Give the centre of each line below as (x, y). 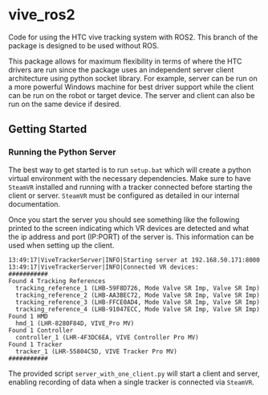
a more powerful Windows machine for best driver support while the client (131, 87)
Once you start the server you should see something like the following (124, 220)
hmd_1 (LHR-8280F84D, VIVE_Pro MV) (75, 323)
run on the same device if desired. (65, 104)
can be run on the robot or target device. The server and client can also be (132, 95)
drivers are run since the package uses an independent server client (121, 69)
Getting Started (48, 129)
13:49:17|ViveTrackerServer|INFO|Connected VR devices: (104, 267)
